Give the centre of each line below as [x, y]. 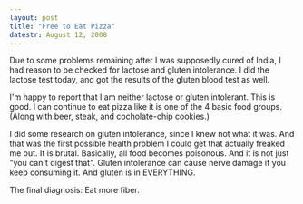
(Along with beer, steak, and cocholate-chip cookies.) [110, 117]
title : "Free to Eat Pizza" [63, 26]
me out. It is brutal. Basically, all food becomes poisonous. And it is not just [149, 153]
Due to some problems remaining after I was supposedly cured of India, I [145, 61]
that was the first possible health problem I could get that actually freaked [147, 144]
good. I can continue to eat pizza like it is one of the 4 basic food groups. [146, 107]
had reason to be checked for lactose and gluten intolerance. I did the [140, 70]
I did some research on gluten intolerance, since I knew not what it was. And [152, 134]
